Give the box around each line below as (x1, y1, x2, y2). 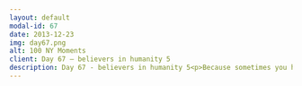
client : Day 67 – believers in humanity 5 (9, 55, 171, 64)
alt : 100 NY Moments (9, 47, 87, 56)
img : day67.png (9, 38, 67, 47)
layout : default (9, 13, 70, 22)
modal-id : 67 (9, 21, 58, 30)
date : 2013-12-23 (9, 30, 75, 39)
